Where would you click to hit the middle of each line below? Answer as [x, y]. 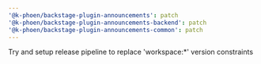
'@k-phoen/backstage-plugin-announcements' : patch [93, 15]
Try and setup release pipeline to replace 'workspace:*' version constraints [131, 52]
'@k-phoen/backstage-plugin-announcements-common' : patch [106, 30]
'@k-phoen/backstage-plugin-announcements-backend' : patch [108, 23]
